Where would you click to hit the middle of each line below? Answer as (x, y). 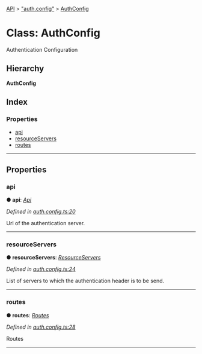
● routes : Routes (28, 315)
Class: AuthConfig (53, 33)
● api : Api (19, 200)
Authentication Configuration (42, 49)
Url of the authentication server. (46, 223)
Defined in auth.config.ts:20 (41, 212)
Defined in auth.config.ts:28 (41, 327)
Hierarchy (25, 69)
